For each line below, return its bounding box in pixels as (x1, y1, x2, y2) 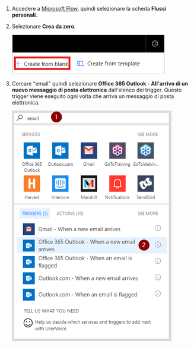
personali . (11, 11, 37, 18)
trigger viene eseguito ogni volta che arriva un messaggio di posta (11, 93, 174, 100)
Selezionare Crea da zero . (11, 23, 76, 30)
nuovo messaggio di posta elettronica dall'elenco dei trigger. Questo (11, 86, 182, 93)
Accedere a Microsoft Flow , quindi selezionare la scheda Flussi (11, 5, 167, 12)
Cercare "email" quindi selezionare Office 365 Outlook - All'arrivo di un (11, 80, 189, 87)
